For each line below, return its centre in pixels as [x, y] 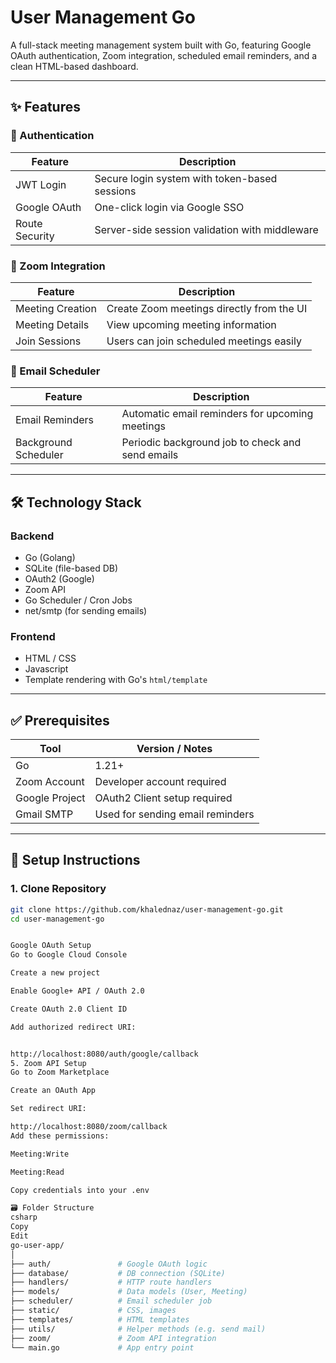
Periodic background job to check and [211, 443]
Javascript [46, 669]
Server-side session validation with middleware [206, 229]
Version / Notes [174, 749]
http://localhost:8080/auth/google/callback [104, 1054]
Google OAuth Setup [51, 946]
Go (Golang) [50, 557]
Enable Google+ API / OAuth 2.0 [77, 991]
